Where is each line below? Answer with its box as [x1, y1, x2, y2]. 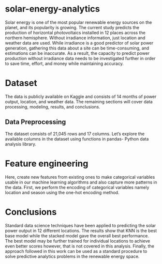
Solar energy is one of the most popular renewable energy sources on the [5, 19, 152, 25]
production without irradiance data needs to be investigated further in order [5, 55, 156, 61]
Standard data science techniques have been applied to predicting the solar [5, 222, 156, 228]
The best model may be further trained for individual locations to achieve [5, 238, 150, 244]
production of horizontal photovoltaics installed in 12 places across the [5, 30, 146, 35]
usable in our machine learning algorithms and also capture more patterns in [5, 179, 157, 185]
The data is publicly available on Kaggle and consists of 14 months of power [5, 93, 157, 99]
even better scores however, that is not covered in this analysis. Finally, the [5, 243, 155, 249]
